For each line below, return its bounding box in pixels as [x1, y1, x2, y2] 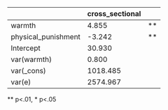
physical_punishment [10, 32, 80, 41]
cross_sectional [87, 9, 141, 18]
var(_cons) [10, 66, 47, 75]
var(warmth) [10, 55, 52, 64]
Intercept [10, 43, 41, 53]
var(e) [10, 77, 31, 86]
